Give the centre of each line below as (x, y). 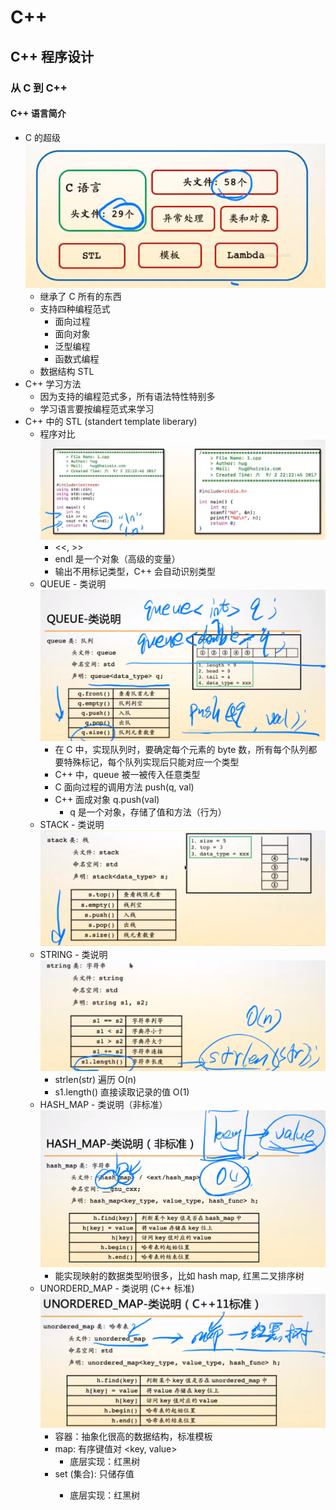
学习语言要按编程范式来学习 (97, 408)
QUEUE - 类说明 (73, 583)
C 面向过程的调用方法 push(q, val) (124, 787)
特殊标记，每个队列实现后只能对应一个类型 (151, 762)
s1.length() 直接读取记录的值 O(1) (122, 1092)
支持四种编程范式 (75, 308)
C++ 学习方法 (53, 383)
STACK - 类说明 (72, 824)
